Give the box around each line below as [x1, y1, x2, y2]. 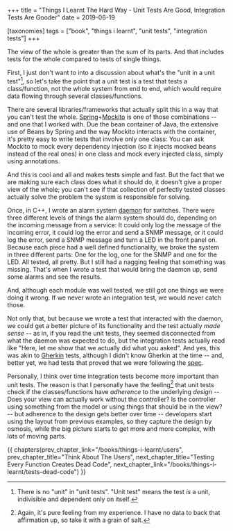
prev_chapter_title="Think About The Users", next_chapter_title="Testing [7, 453, 215, 461]
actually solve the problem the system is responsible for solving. [7, 193, 191, 201]
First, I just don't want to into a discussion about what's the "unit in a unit [7, 69, 215, 76]
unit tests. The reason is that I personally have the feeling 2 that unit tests [7, 379, 214, 389]
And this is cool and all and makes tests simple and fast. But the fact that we [7, 170, 225, 179]
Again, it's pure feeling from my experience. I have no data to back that [17, 509, 221, 517]
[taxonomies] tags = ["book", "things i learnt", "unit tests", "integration [7, 27, 207, 35]
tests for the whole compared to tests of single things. [7, 55, 162, 63]
